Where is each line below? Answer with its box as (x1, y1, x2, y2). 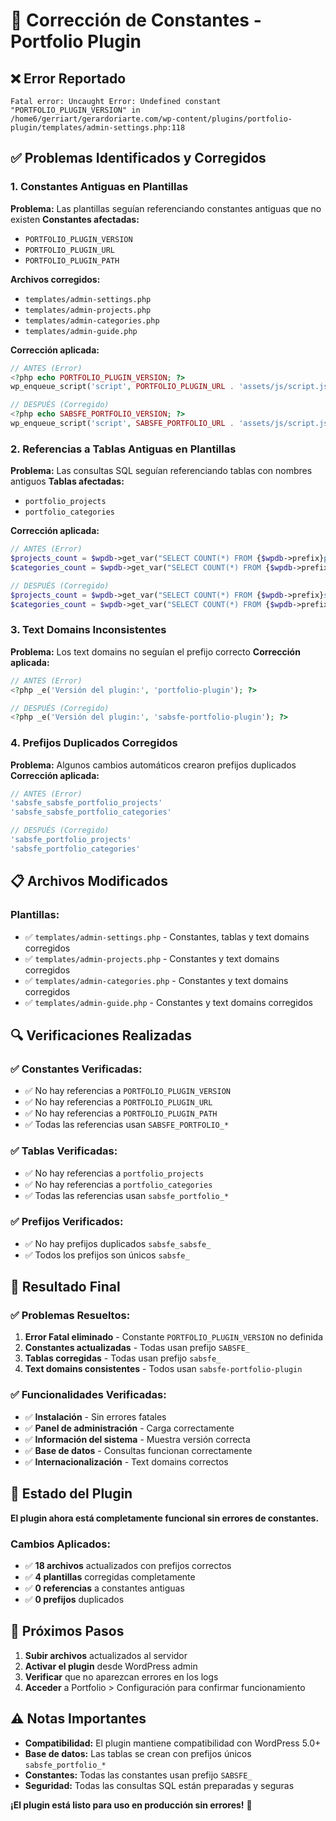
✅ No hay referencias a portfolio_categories (24, 1178, 213, 1190)
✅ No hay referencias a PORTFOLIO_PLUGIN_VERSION (24, 1085, 231, 1097)
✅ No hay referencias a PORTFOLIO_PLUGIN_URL (24, 1096, 213, 1108)
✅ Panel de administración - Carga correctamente (24, 1422, 235, 1434)
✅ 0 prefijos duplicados (24, 1593, 125, 1605)
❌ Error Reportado (10, 70, 127, 87)
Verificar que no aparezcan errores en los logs (24, 1670, 219, 1683)
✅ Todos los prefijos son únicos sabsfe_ (24, 1249, 190, 1261)
